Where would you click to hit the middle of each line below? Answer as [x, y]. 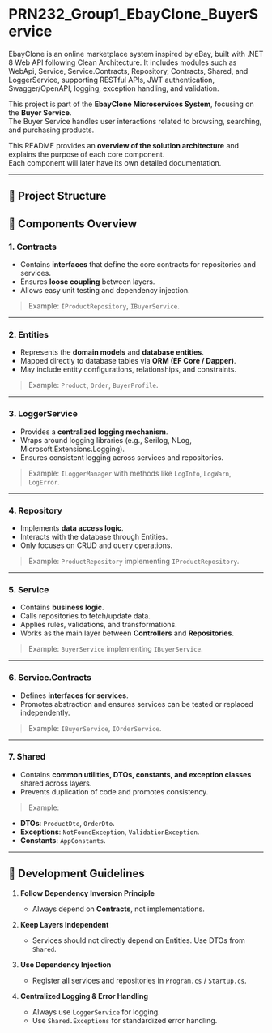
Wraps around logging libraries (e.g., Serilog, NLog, [106, 440]
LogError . [44, 482]
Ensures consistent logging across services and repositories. [122, 457]
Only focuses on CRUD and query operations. [96, 545]
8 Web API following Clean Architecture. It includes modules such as [123, 62]
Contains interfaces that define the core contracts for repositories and [138, 265]
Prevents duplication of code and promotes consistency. [114, 791]
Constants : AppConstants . [63, 840]
